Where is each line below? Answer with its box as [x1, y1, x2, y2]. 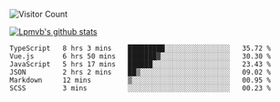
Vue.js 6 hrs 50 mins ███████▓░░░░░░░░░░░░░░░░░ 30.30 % [9, 52, 272, 61]
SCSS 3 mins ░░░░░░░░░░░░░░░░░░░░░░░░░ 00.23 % [9, 84, 272, 93]
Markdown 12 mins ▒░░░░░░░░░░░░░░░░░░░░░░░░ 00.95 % [9, 76, 272, 85]
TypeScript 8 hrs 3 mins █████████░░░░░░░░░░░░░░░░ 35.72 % [9, 44, 272, 53]
